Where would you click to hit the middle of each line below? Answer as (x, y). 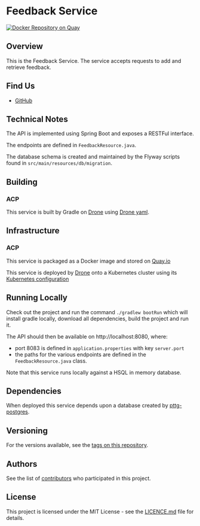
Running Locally (37, 298)
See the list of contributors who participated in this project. (79, 478)
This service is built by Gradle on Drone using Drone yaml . (78, 212)
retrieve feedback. (29, 67)
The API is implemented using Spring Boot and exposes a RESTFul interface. (100, 133)
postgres (17, 412)
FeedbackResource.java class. (51, 361)
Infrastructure (33, 231)
